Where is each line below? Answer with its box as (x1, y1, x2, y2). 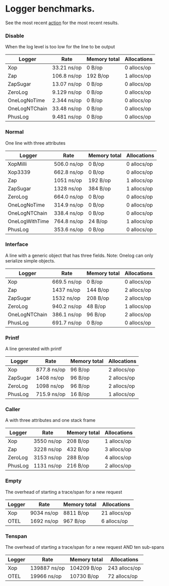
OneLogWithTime (8, 218, 49, 225)
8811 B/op (63, 509, 89, 516)
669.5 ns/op (52, 278, 82, 285)
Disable (5, 32, 24, 39)
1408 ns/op (36, 374, 65, 381)
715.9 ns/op (36, 391, 66, 398)
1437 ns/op (52, 286, 81, 293)
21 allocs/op (101, 509, 131, 516)
